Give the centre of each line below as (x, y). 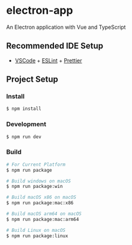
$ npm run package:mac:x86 (40, 203)
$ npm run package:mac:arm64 (43, 219)
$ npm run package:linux (37, 236)
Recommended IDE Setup (55, 46)
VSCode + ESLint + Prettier (48, 60)
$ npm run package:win (34, 187)
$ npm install (24, 109)
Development (26, 124)
